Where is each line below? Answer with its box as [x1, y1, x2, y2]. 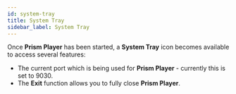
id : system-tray [7, 10, 55, 18]
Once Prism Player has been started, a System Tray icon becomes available [7, 43, 230, 52]
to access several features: [7, 50, 86, 59]
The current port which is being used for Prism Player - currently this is [17, 64, 225, 73]
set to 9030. [17, 71, 54, 80]
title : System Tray [7, 17, 65, 24]
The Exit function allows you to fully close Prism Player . [17, 79, 181, 88]
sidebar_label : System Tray [7, 23, 90, 30]
